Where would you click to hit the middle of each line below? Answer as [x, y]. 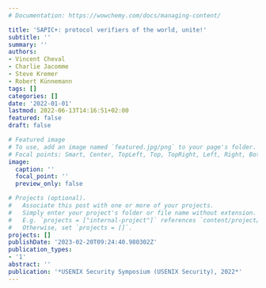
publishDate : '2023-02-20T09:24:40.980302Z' [83, 242]
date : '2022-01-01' [40, 104]
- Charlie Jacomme [38, 67]
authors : [23, 52]
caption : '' [35, 169]
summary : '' [28, 44]
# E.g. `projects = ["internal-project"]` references [102, 220]
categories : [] [33, 96]
